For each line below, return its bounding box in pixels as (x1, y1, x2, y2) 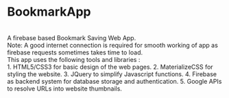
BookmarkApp (7, 4, 91, 20)
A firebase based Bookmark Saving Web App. (7, 33, 136, 42)
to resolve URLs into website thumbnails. (7, 84, 122, 93)
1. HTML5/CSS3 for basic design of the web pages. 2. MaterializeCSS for (7, 63, 214, 71)
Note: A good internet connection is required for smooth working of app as (7, 41, 218, 49)
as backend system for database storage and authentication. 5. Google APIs (7, 77, 222, 85)
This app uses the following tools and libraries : (7, 55, 141, 63)
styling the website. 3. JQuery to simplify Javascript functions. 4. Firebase (7, 69, 217, 78)
